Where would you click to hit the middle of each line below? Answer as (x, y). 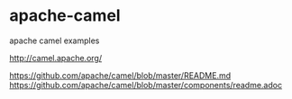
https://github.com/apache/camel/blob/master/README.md (120, 75)
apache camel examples (55, 40)
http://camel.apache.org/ (55, 58)
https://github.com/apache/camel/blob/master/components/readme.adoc (146, 85)
